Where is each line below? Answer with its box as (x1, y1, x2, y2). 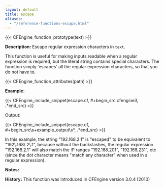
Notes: (5, 167, 20, 173)
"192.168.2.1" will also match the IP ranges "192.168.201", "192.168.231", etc (5, 147, 157, 153)
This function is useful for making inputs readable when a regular (5, 53, 137, 59)
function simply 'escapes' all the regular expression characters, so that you (5, 64, 158, 70)
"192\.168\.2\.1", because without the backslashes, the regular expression (5, 142, 154, 148)
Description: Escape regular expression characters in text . (5, 44, 126, 50)
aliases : (5, 16, 23, 21)
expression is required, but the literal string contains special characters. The (5, 58, 160, 64)
